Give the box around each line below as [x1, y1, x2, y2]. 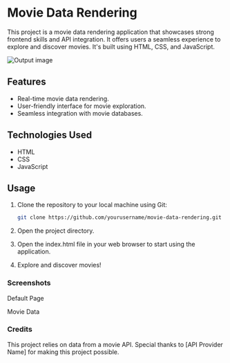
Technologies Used [7, 130, 92, 141]
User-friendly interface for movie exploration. [17, 102, 146, 110]
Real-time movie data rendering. [17, 94, 109, 103]
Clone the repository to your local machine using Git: [17, 201, 168, 209]
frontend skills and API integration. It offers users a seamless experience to [7, 35, 221, 43]
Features [7, 76, 46, 88]
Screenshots [7, 278, 51, 288]
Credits [7, 324, 32, 334]
